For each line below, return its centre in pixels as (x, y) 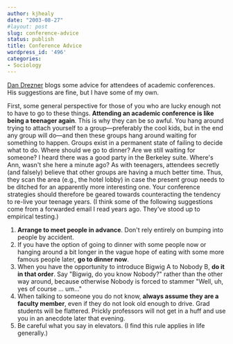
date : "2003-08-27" (35, 20)
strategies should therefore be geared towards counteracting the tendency (114, 194)
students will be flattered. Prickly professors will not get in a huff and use (122, 311)
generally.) (33, 333)
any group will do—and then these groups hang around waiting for (102, 135)
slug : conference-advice (43, 33)
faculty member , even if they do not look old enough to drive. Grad (113, 303)
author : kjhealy (31, 14)
